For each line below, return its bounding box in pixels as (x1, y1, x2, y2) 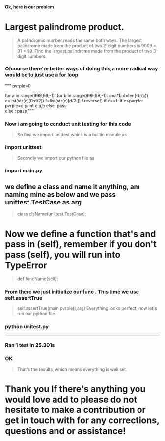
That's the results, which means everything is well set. (17, 366, 127, 372)
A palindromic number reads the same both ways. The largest (17, 37, 142, 43)
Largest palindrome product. (5, 21, 124, 32)
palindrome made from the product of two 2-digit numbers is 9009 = (17, 42, 157, 49)
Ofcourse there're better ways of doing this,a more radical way (5, 66, 158, 72)
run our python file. (17, 311, 56, 317)
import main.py (5, 168, 43, 174)
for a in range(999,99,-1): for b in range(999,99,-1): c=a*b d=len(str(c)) (5, 92, 149, 98)
